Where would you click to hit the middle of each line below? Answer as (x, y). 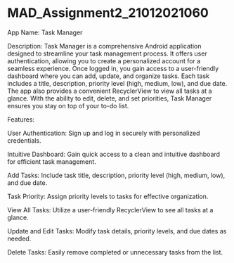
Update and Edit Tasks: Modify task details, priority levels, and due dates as (117, 231)
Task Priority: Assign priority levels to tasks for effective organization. (108, 196)
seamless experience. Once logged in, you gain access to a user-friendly (113, 68)
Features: (21, 119)
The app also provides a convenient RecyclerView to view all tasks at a (110, 91)
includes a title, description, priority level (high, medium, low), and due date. (117, 83)
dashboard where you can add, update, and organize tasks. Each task (108, 76)
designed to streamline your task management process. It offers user (107, 53)
